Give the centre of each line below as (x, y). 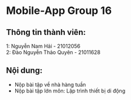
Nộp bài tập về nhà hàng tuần (50, 84)
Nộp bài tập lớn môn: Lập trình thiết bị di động (70, 91)
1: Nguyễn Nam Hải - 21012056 (43, 46)
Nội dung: (24, 71)
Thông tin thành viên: (46, 32)
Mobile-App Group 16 (59, 11)
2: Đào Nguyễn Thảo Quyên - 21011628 (53, 52)
